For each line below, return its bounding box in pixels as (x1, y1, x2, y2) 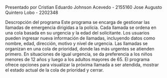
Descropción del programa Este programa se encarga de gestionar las (5, 19, 150, 25)
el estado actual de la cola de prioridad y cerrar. (5, 67, 104, 73)
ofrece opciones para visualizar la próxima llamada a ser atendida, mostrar (5, 62, 159, 67)
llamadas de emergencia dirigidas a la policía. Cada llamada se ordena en (5, 24, 156, 30)
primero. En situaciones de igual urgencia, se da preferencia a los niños (5, 51, 152, 57)
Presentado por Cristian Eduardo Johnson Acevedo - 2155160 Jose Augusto (5, 4, 162, 10)
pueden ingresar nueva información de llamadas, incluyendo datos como (5, 35, 155, 41)
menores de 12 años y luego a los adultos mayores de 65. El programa (5, 56, 150, 62)
